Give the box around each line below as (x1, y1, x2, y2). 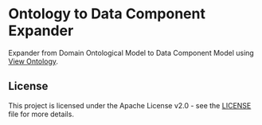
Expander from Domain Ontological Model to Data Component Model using (8, 48, 255, 57)
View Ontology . (8, 57, 58, 66)
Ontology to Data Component (8, 5, 205, 23)
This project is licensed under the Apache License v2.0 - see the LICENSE (8, 100, 252, 110)
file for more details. (8, 109, 74, 119)
